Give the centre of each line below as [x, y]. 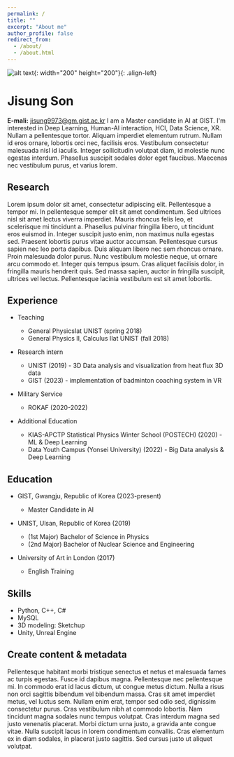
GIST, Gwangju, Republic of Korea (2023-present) [89, 496]
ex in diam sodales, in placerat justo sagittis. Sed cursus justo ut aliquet [110, 738]
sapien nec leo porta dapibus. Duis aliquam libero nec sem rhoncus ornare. [115, 249]
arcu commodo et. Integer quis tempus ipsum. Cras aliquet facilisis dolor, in [116, 264]
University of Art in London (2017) [66, 558]
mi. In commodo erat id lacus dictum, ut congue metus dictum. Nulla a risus [116, 686]
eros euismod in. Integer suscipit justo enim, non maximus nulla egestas [111, 234]
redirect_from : [29, 40]
